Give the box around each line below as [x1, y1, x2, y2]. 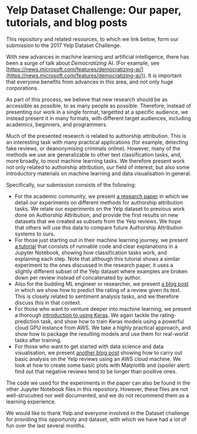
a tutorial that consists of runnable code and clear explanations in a [14, 243, 178, 250]
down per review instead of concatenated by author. [14, 274, 142, 281]
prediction [14, 317, 40, 324]
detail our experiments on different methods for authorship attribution [14, 198, 183, 206]
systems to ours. [14, 230, 55, 237]
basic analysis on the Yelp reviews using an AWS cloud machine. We [14, 355, 181, 362]
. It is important [145, 72, 182, 79]
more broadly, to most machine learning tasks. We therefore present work [6, 157, 185, 164]
